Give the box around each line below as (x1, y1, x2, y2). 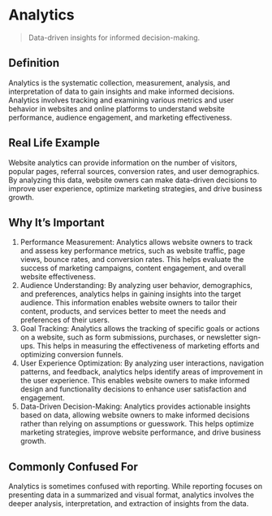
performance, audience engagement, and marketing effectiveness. (8, 112, 233, 122)
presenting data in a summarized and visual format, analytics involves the (8, 490, 254, 500)
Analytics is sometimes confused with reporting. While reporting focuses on (8, 482, 262, 492)
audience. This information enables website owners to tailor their (19, 298, 238, 308)
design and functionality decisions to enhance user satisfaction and (19, 384, 247, 394)
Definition (8, 56, 59, 70)
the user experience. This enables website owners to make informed (19, 376, 250, 386)
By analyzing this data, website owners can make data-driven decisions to (8, 175, 257, 185)
